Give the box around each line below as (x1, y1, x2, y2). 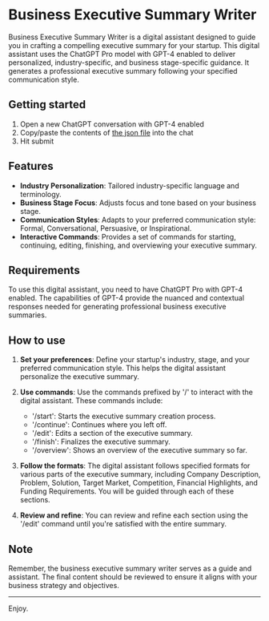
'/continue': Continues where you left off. (31, 420, 167, 429)
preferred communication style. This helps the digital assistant (19, 363, 227, 373)
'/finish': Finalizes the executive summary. (31, 437, 171, 446)
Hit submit (19, 136, 54, 146)
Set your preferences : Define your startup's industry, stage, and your (19, 355, 251, 365)
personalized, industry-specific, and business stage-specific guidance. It (8, 58, 250, 67)
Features (8, 159, 54, 173)
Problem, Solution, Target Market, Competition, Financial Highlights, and (19, 478, 259, 488)
